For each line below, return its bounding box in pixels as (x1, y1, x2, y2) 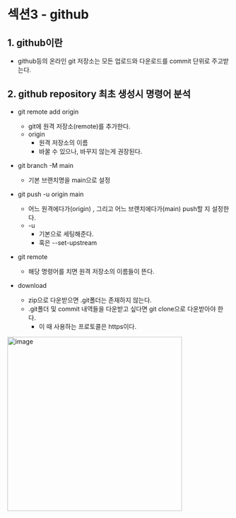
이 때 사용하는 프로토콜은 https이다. (38, 322, 137, 330)
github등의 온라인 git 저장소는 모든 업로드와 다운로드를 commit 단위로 (17, 57, 211, 65)
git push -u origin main (17, 190, 84, 198)
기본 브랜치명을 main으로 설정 (28, 176, 111, 184)
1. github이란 (7, 37, 64, 49)
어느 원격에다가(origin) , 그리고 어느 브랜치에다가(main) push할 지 (28, 204, 211, 212)
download (17, 281, 47, 289)
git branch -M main (17, 161, 74, 169)
